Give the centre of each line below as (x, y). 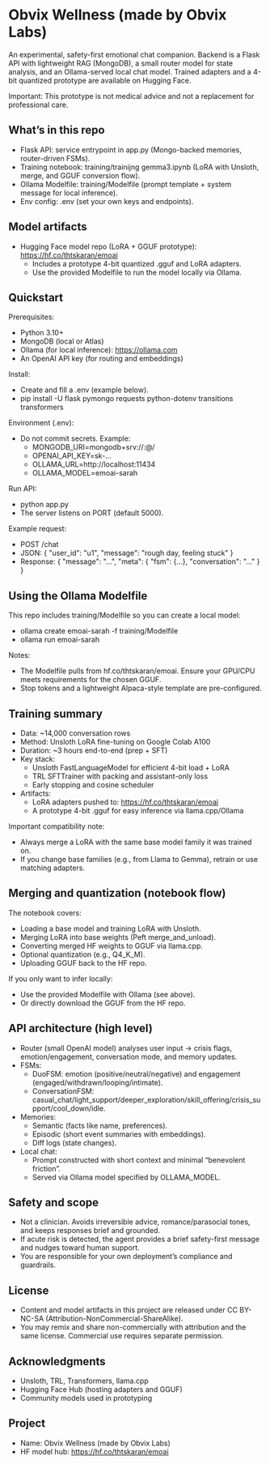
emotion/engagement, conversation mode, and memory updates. (129, 1056)
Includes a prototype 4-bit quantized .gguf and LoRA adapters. (137, 263)
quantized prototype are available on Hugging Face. (105, 80)
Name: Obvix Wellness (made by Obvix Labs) (95, 1443)
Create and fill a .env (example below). (84, 390)
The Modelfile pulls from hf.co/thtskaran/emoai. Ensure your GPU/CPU (137, 671)
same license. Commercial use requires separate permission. (122, 1336)
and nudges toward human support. (80, 1248)
